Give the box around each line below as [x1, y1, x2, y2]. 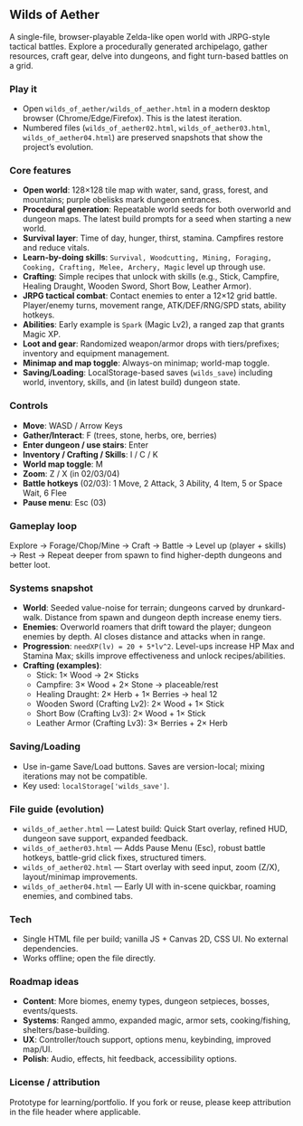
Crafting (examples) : [22, 660, 102, 671]
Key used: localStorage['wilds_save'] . [22, 780, 170, 790]
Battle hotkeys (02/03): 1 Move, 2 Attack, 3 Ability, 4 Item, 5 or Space [22, 478, 283, 488]
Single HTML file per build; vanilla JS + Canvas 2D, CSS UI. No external [22, 933, 289, 944]
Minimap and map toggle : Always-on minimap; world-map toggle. [22, 357, 270, 369]
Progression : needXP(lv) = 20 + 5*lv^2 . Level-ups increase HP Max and [22, 641, 295, 652]
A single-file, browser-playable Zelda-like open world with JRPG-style [9, 31, 270, 42]
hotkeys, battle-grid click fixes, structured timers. [22, 852, 207, 863]
